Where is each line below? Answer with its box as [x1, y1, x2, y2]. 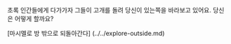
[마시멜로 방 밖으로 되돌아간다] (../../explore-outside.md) [7, 30, 165, 37]
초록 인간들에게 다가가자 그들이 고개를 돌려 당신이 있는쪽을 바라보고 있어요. [7, 6, 212, 14]
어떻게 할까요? [14, 14, 54, 23]
